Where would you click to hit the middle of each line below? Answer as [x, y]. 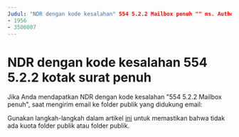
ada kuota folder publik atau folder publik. [69, 126]
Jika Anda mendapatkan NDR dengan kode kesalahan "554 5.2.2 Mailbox [115, 97]
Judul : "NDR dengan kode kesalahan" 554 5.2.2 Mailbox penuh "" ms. [111, 14]
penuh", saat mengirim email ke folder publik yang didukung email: [105, 104]
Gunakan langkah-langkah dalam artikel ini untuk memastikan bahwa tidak [116, 119]
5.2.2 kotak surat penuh [79, 77]
